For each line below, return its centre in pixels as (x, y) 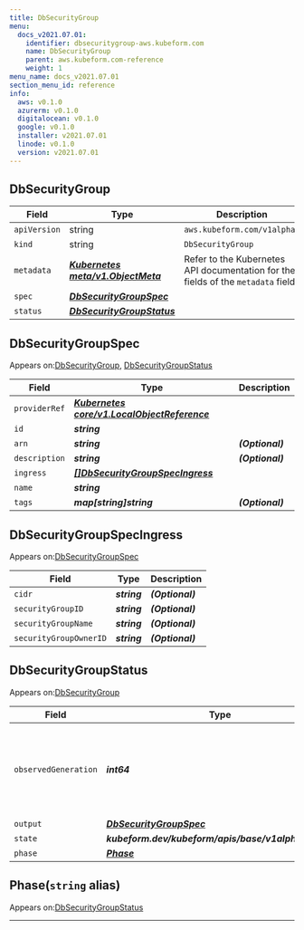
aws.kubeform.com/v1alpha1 (242, 230)
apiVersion (37, 230)
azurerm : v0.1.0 (48, 110)
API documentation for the (240, 271)
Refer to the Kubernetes (235, 259)
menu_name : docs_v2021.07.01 (64, 77)
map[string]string (113, 503)
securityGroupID (49, 609)
